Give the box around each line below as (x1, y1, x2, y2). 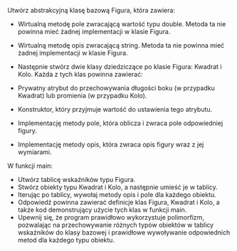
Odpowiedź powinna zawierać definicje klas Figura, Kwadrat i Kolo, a (17, 198, 221, 206)
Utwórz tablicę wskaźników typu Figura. (17, 176, 136, 183)
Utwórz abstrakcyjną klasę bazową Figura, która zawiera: (7, 6, 176, 14)
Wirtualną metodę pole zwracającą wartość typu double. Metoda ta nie (17, 20, 226, 28)
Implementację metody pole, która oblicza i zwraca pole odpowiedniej (17, 119, 223, 127)
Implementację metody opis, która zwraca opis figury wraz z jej (17, 140, 204, 149)
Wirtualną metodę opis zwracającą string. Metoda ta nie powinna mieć (17, 41, 225, 49)
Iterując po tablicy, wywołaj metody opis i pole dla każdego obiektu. (17, 191, 217, 198)
